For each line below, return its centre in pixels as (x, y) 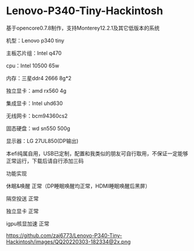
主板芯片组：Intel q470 (34, 53)
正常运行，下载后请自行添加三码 (45, 161)
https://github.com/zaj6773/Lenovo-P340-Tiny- (64, 235)
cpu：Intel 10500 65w (33, 66)
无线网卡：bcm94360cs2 (37, 116)
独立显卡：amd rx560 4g (36, 90)
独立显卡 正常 (22, 211)
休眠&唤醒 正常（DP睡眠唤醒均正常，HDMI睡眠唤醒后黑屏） (78, 186)
